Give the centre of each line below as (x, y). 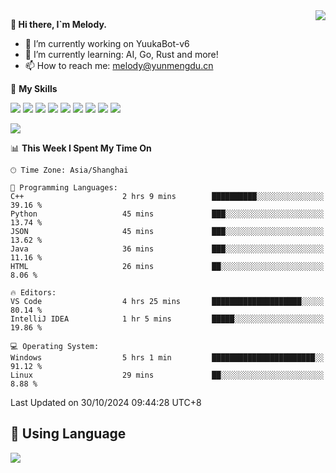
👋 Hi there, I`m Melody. (58, 24)
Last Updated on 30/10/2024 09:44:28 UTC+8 (106, 402)
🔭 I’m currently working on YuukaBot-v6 (107, 43)
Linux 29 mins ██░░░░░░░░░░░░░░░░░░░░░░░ (167, 375)
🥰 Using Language (68, 434)
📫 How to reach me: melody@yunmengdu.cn (119, 65)
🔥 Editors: (33, 293)
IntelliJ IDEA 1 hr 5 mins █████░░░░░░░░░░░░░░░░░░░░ (167, 319)
